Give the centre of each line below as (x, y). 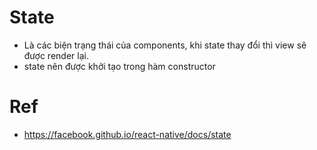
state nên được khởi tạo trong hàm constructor (119, 66)
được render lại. (56, 55)
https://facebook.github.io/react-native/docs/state (127, 134)
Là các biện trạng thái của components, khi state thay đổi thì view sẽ (165, 45)
